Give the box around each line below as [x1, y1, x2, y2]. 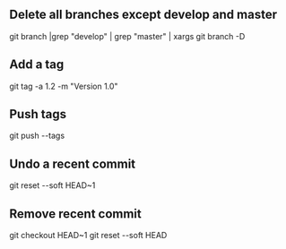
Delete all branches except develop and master [9, 7, 278, 22]
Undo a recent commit [9, 156, 136, 171]
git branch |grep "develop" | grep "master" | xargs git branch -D [9, 30, 246, 41]
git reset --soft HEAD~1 [9, 180, 96, 191]
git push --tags [9, 130, 65, 142]
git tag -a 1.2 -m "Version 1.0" [9, 81, 118, 91]
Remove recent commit [9, 206, 142, 221]
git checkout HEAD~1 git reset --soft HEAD [9, 230, 168, 241]
